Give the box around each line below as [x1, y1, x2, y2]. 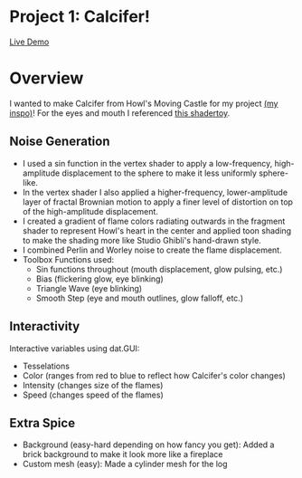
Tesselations [22, 360, 71, 371]
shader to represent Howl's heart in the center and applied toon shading [22, 225, 292, 236]
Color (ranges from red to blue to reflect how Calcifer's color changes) [22, 369, 287, 381]
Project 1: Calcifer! [9, 6, 151, 27]
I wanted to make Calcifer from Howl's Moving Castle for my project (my [9, 98, 278, 109]
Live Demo [9, 36, 50, 47]
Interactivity [9, 319, 80, 334]
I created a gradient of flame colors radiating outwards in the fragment [22, 215, 286, 226]
